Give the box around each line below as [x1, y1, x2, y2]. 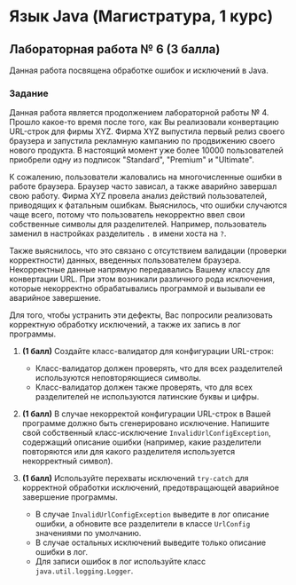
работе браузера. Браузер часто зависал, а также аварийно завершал [9, 181, 277, 192]
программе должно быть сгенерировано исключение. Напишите [21, 418, 270, 429]
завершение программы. [21, 492, 118, 502]
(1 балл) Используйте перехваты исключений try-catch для [21, 473, 249, 484]
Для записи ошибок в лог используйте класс [35, 557, 206, 567]
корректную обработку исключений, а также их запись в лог [9, 320, 241, 330]
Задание [9, 87, 49, 99]
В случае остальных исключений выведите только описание [35, 537, 267, 548]
